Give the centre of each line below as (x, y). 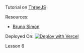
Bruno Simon (26, 26)
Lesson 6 (15, 46)
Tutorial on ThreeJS (26, 7)
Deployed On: (19, 36)
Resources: (17, 17)
